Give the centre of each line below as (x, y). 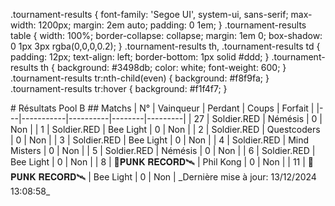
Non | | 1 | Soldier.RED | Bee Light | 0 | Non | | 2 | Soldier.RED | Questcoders (165, 129)
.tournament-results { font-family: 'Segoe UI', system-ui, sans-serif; (149, 14)
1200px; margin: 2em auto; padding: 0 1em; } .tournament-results (172, 25)
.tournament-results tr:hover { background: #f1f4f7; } (119, 88)
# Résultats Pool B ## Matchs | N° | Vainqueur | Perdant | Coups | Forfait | (162, 108)
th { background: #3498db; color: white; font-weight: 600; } (163, 67)
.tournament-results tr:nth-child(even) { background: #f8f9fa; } (140, 78)
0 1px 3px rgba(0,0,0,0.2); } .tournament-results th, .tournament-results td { (165, 46)
